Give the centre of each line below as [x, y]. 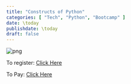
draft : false [23, 34]
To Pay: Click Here [29, 74]
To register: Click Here [34, 63]
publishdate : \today [32, 28]
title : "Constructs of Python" [46, 12]
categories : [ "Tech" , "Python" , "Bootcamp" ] [66, 17]
